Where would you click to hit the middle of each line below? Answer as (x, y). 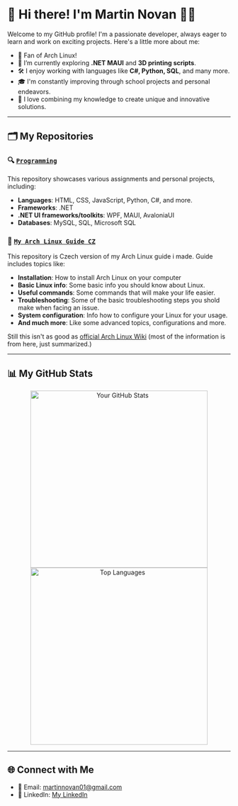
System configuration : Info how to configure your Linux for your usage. (123, 315)
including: (22, 186)
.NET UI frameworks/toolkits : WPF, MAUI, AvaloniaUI (96, 215)
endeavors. (34, 91)
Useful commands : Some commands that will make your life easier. (117, 293)
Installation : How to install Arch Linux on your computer (100, 277)
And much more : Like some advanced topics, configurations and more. (122, 322)
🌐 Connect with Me (51, 770)
